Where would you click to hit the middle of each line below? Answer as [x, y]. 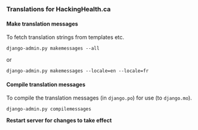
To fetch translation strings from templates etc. [65, 37]
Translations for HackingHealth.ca [59, 9]
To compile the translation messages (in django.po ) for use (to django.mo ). [99, 98]
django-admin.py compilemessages [49, 109]
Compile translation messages [46, 84]
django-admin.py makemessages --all [53, 49]
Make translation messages [42, 24]
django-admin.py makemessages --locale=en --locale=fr [78, 71]
